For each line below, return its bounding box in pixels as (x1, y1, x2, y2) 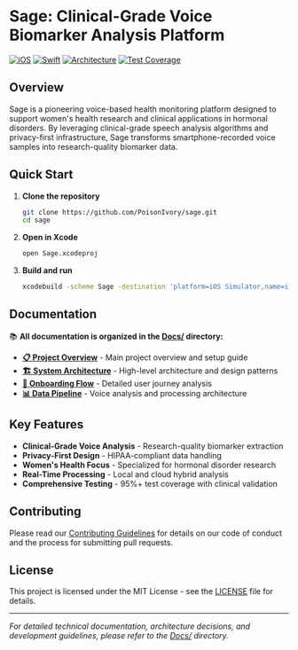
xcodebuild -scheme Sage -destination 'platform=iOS (21, 282, 222, 292)
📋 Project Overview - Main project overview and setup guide (21, 352, 248, 363)
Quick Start (9, 167, 74, 183)
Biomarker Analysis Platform (9, 25, 225, 45)
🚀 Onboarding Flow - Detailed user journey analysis (21, 378, 213, 388)
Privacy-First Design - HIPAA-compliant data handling (21, 450, 222, 460)
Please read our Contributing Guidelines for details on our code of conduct (9, 528, 282, 538)
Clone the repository (21, 191, 100, 201)
